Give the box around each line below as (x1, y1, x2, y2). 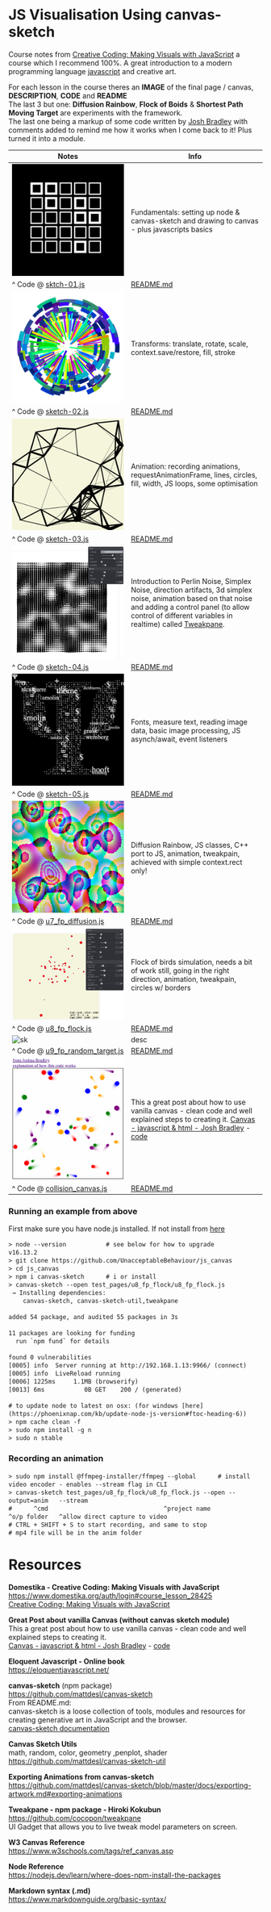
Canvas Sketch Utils (8, 1739, 77, 1748)
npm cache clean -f (15, 1418, 81, 1426)
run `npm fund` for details (15, 1338, 110, 1346)
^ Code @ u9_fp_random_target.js (11, 1046, 124, 1056)
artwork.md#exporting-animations (8, 1789, 123, 1798)
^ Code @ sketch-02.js (11, 407, 90, 416)
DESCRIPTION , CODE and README (8, 90, 127, 100)
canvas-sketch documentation (8, 1723, 110, 1733)
